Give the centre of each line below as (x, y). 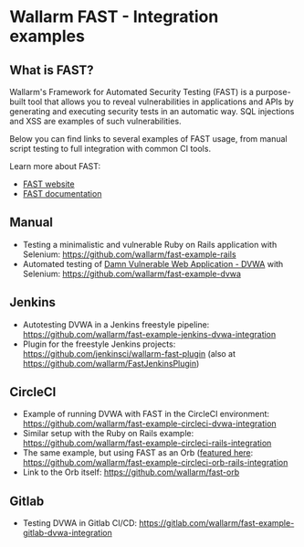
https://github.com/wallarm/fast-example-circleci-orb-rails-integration (155, 463)
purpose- (273, 92)
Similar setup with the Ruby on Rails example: (108, 434)
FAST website (48, 184)
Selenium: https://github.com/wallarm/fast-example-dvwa (132, 273)
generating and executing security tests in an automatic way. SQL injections (152, 111)
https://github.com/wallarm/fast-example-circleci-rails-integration (147, 443)
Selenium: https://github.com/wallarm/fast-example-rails (129, 254)
